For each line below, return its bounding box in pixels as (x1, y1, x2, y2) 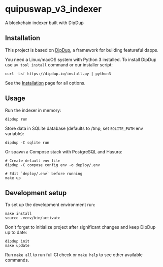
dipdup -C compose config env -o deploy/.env (5, 162, 100, 168)
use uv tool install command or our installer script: (5, 61, 113, 67)
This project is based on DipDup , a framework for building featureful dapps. (5, 47, 159, 53)
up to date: (5, 230, 27, 236)
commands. (5, 257, 30, 263)
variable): (5, 130, 25, 136)
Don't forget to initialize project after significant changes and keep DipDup (5, 224, 156, 230)
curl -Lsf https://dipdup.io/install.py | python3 (5, 71, 111, 76)
